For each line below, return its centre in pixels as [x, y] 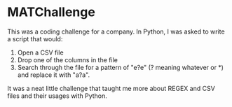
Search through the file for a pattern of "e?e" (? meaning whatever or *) [121, 67]
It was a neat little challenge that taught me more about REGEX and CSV [111, 88]
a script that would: [35, 38]
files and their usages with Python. [57, 96]
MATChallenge [52, 12]
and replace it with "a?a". [53, 75]
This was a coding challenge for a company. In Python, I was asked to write [116, 31]
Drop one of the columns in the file [67, 59]
